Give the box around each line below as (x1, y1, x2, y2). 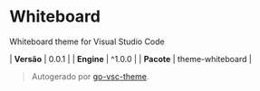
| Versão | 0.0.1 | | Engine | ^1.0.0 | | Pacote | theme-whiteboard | (9, 53, 252, 64)
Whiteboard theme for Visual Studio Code (9, 36, 165, 47)
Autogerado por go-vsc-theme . (31, 70, 149, 82)
